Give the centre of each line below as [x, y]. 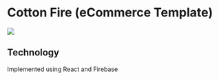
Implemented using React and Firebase [63, 69]
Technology [33, 53]
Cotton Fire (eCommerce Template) [110, 13]
